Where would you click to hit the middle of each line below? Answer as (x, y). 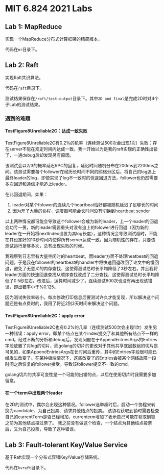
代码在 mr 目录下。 (23, 49)
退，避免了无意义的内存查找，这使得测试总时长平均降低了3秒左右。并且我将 (82, 268)
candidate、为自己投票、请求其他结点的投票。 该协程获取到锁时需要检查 (86, 411)
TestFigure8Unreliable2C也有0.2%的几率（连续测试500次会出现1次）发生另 (81, 327)
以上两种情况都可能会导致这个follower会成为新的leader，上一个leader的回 (80, 221)
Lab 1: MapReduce (34, 27)
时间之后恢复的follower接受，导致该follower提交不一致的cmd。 (69, 364)
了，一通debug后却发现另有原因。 (40, 155)
